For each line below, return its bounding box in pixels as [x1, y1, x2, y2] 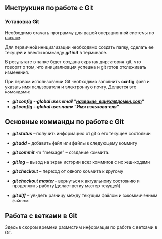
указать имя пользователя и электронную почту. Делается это [5, 84, 137, 90]
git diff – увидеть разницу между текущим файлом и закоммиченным [12, 192, 158, 198]
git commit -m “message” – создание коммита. [12, 149, 109, 155]
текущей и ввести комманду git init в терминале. [5, 49, 108, 55]
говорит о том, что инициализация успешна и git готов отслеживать [5, 64, 147, 70]
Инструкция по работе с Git [5, 4, 94, 12]
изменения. [5, 69, 29, 75]
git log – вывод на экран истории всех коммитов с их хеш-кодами [12, 159, 150, 165]
